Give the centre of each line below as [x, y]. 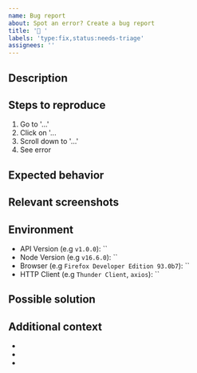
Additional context [55, 326]
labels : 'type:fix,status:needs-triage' [77, 38]
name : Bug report [37, 16]
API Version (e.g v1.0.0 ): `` [63, 248]
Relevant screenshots [64, 202]
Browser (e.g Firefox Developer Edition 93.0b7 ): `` [104, 266]
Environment [41, 229]
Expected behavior [56, 175]
